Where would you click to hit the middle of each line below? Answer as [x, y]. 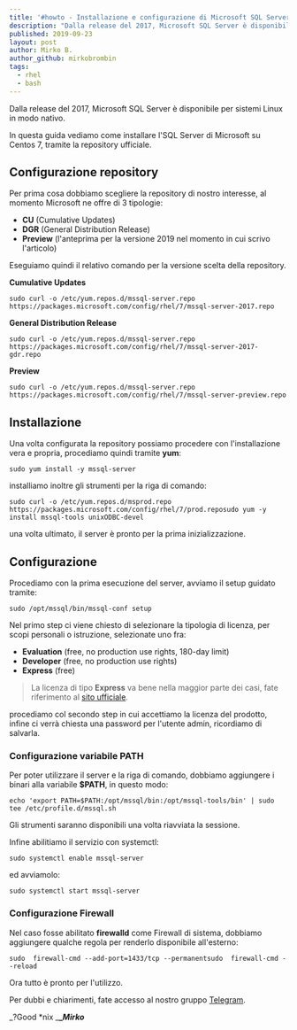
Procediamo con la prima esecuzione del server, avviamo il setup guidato [142, 583]
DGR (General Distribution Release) [86, 229]
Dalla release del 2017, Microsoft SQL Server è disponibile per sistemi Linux [146, 108]
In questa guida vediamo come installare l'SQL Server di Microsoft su [135, 135]
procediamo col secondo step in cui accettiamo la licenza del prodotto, [138, 715]
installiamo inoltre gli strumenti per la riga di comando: [108, 486]
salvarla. [25, 733]
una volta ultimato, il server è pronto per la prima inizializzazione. [127, 534]
